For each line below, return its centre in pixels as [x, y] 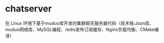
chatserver [28, 9]
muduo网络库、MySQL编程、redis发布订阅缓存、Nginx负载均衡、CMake [80, 29]
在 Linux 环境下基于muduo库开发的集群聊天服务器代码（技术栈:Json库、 [79, 23]
